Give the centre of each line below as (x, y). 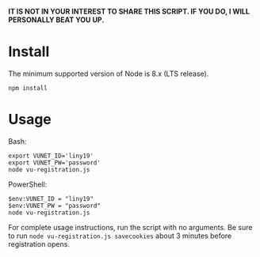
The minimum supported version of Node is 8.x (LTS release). (109, 74)
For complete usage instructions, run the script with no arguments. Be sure (130, 227)
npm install (28, 88)
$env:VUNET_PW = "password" (55, 206)
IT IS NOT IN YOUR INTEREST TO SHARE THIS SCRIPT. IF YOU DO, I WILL (129, 11)
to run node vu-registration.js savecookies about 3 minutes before (120, 236)
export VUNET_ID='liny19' (51, 156)
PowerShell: (28, 184)
